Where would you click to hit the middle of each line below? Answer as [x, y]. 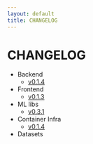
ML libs [28, 104]
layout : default [31, 14]
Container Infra [39, 119]
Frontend [30, 89]
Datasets [30, 134]
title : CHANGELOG [33, 20]
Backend [30, 74]
